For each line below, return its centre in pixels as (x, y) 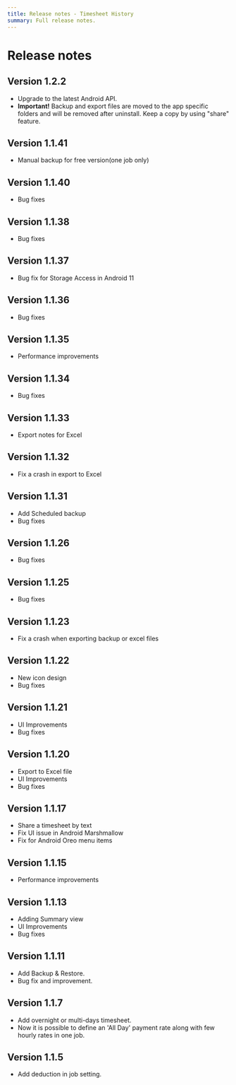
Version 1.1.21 (38, 708)
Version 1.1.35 (38, 339)
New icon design (42, 678)
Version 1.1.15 (37, 863)
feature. (29, 121)
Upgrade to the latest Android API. (67, 98)
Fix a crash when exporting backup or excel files (88, 639)
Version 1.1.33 (38, 418)
